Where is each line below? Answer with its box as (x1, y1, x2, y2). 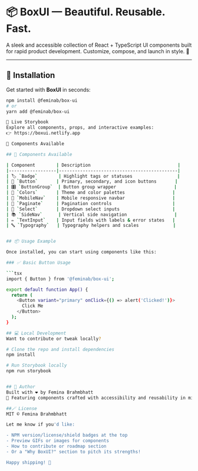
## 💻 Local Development (6, 330, 67, 336)
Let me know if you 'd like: (6, 421, 75, 428)
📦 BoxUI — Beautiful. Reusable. (6, 5, 166, 19)
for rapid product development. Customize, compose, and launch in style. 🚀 (6, 47, 190, 54)
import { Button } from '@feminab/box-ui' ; (6, 276, 115, 282)
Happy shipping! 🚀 (6, 459, 51, 465)
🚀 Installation (6, 70, 55, 80)
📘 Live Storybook (6, 119, 49, 125)
